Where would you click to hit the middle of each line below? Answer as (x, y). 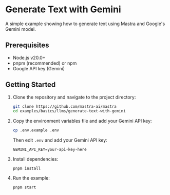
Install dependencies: (35, 159)
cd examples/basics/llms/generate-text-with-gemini (69, 111)
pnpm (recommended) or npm (45, 63)
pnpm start (24, 188)
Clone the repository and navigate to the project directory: (74, 97)
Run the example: (31, 178)
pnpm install (27, 169)
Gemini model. (21, 29)
